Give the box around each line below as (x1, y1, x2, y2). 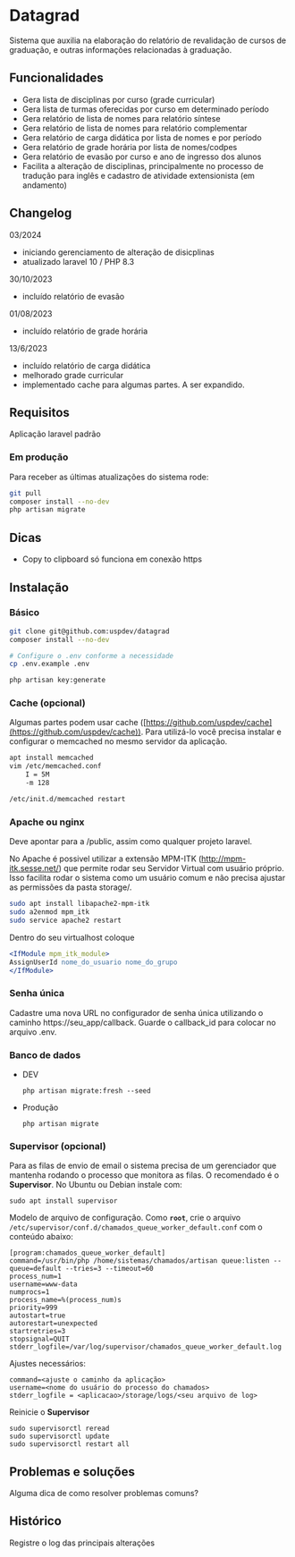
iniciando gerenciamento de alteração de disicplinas (21, 247, 215, 258)
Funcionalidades (9, 71, 105, 86)
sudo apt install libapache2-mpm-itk (9, 900, 150, 909)
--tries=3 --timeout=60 (65, 1265, 154, 1274)
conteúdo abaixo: (9, 1231, 74, 1242)
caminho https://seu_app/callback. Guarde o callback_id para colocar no (9, 1017, 276, 1028)
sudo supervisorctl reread (9, 1424, 110, 1434)
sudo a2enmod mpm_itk (9, 908, 90, 917)
